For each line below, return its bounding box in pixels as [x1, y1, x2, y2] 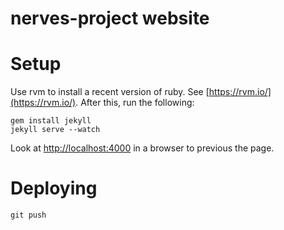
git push [10, 210, 47, 221]
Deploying [10, 177, 98, 200]
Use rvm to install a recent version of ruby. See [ [10, 86, 210, 98]
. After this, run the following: [75, 97, 195, 109]
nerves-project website [10, 7, 210, 30]
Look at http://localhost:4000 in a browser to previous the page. [10, 142, 275, 154]
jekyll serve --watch [10, 125, 101, 135]
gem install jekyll [10, 116, 92, 126]
